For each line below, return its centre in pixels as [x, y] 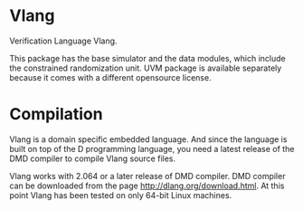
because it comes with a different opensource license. [110, 77]
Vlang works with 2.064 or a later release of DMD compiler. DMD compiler [147, 176]
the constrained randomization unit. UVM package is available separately [146, 68]
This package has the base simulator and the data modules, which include [148, 58]
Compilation [56, 115]
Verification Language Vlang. [63, 41]
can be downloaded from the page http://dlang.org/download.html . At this [147, 186]
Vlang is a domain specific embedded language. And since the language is [148, 139]
